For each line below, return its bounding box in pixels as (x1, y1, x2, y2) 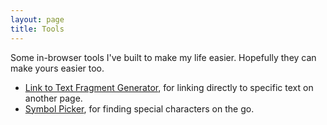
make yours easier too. (10, 62, 105, 74)
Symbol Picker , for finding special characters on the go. (24, 102, 255, 115)
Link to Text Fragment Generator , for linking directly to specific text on (24, 81, 314, 93)
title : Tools (10, 24, 65, 34)
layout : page (10, 14, 65, 25)
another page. (24, 92, 83, 104)
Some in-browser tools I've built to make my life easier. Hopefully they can (10, 51, 317, 63)
